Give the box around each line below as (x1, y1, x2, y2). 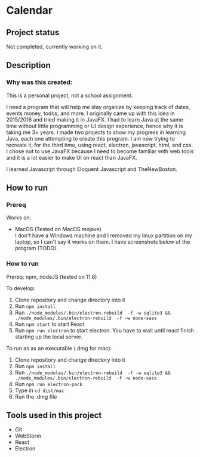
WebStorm (14, 433, 42, 440)
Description (6, 60, 51, 70)
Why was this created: (6, 78, 73, 86)
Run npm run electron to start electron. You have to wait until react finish (14, 327, 194, 334)
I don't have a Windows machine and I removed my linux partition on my (14, 232, 193, 239)
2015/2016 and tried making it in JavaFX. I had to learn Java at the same (6, 116, 184, 123)
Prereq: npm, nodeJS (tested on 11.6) (6, 273, 97, 280)
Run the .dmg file (14, 393, 57, 400)
